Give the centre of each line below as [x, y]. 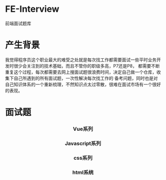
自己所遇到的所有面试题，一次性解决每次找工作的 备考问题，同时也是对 [86, 78]
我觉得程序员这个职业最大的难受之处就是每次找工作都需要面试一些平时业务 [81, 60]
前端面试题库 [18, 23]
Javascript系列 [83, 143]
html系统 [83, 172]
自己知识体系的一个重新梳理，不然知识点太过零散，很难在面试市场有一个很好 [83, 84]
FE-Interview [32, 9]
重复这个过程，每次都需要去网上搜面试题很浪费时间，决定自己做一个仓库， [81, 72]
